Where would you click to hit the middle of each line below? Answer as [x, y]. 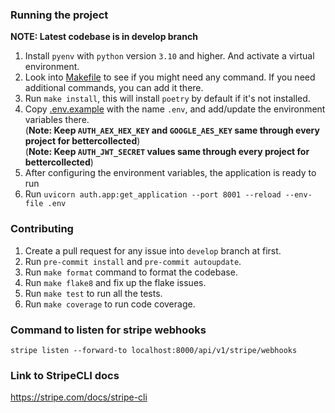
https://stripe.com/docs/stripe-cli [79, 397]
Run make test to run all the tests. [93, 293]
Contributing [42, 229]
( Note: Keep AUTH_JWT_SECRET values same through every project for [167, 152]
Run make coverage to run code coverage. [110, 304]
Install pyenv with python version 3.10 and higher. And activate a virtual [169, 56]
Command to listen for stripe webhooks [108, 330]
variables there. [57, 120]
